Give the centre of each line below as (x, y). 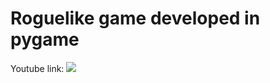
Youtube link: (37, 68)
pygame (45, 39)
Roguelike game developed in (135, 18)
